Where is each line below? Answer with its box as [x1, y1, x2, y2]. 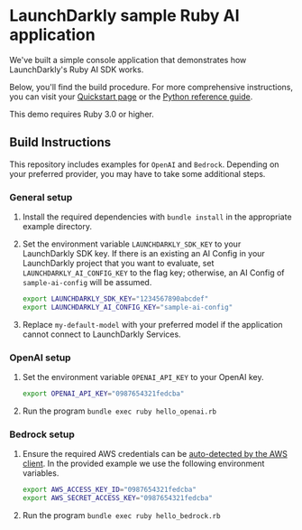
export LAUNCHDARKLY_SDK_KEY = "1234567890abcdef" [22, 294, 209, 303]
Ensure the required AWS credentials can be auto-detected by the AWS [22, 449, 288, 460]
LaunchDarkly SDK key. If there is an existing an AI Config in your [22, 248, 266, 259]
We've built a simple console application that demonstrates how [9, 54, 247, 65]
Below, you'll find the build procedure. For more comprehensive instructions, [9, 81, 294, 92]
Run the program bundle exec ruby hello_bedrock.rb [22, 510, 221, 521]
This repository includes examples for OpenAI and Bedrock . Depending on [9, 159, 279, 170]
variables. [22, 468, 59, 479]
